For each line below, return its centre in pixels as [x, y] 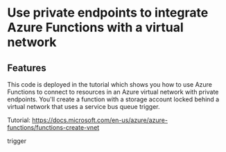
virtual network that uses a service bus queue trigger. [84, 107]
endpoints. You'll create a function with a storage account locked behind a [113, 99]
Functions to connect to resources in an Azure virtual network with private [113, 92]
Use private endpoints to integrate [108, 13]
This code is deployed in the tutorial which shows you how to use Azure [110, 84]
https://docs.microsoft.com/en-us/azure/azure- [100, 120]
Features [27, 68]
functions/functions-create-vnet [53, 127]
